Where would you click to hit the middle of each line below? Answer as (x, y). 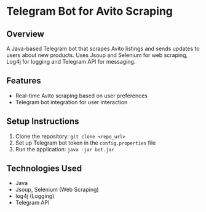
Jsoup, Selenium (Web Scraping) (57, 190)
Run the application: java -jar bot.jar (65, 149)
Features (24, 81)
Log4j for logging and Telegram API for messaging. (71, 62)
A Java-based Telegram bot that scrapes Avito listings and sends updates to (103, 48)
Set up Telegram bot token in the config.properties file (85, 143)
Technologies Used (44, 169)
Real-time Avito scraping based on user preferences (81, 96)
